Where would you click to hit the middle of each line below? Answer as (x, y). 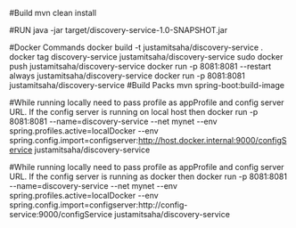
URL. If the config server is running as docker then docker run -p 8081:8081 (148, 176)
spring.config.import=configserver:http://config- (99, 205)
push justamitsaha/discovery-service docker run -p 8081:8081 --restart (140, 66)
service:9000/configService (61, 214)
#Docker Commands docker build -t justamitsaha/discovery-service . (136, 47)
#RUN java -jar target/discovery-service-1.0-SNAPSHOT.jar (119, 30)
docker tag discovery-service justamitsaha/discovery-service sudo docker (146, 57)
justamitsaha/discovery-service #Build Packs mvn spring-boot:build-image (147, 85)
